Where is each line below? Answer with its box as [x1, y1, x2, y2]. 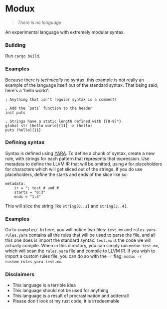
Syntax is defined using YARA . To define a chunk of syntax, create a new [5, 150, 155, 156]
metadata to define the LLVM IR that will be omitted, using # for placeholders [5, 160, 163, 167]
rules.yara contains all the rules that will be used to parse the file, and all [5, 232, 156, 238]
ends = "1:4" [14, 194, 41, 199]
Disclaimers [5, 271, 35, 278]
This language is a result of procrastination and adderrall [12, 293, 129, 299]
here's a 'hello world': [5, 87, 50, 93]
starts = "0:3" [14, 190, 46, 195]
